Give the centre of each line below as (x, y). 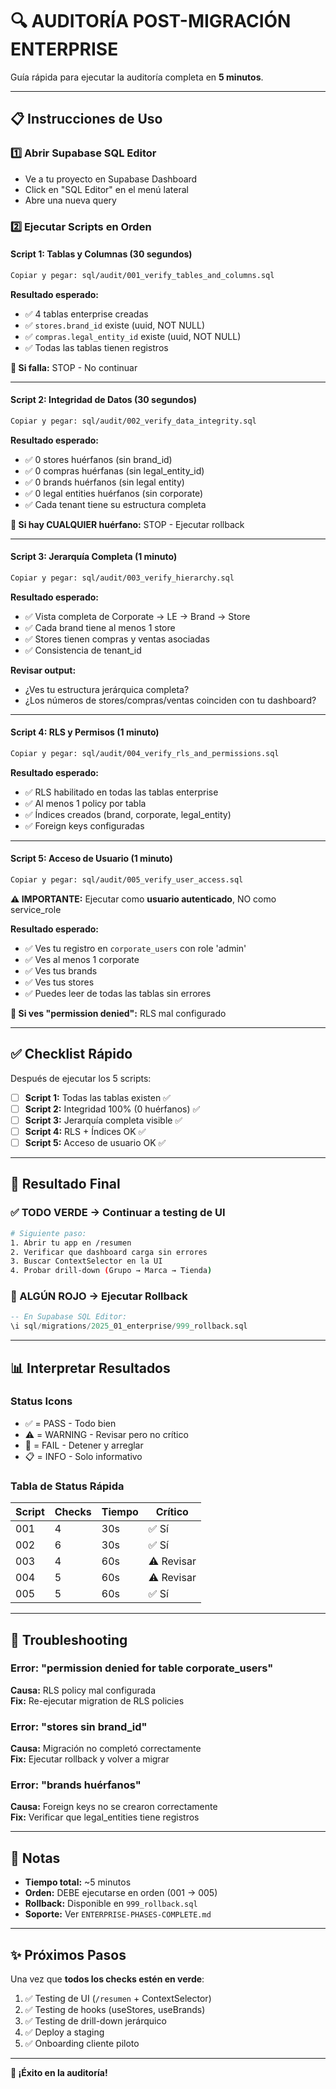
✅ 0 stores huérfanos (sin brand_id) (98, 459)
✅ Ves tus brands (61, 970)
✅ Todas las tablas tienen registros (96, 347)
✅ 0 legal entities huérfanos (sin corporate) (114, 493)
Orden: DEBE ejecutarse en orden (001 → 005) (121, 1893)
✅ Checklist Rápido (71, 1054)
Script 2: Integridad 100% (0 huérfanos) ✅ (112, 1109)
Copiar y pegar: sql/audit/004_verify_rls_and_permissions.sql (145, 753)
